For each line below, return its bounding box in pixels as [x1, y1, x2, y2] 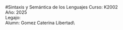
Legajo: [5, 15, 21, 20]
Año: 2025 [5, 9, 27, 15]
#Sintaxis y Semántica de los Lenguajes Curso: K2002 [5, 4, 118, 10]
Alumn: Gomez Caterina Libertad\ [5, 20, 75, 26]
